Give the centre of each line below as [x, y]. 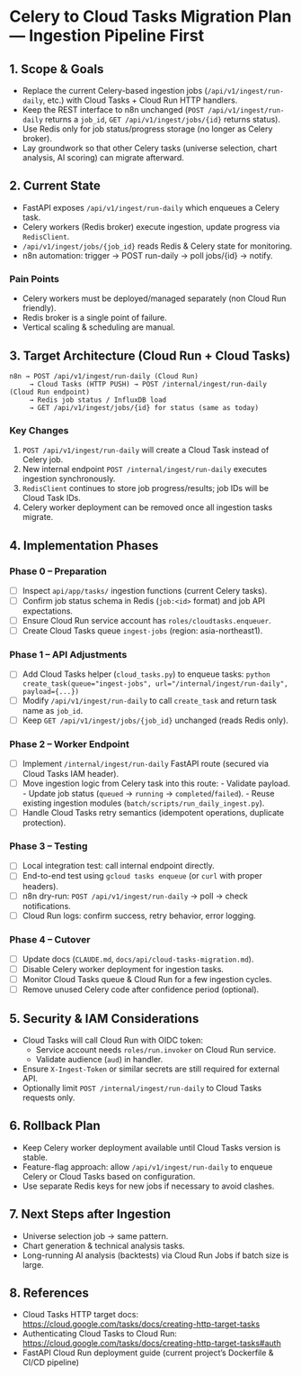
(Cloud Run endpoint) [50, 392]
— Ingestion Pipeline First [107, 36]
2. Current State [55, 186]
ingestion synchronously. [69, 478]
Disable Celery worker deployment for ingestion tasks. [123, 970]
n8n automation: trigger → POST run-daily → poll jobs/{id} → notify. [147, 255]
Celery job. [43, 460]
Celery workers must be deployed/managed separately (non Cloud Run [154, 298]
